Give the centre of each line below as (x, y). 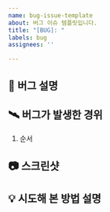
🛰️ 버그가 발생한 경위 (56, 115)
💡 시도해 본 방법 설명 (55, 199)
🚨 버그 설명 (33, 86)
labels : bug (27, 37)
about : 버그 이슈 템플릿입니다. (53, 23)
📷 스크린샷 (34, 166)
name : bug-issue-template (50, 15)
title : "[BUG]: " (37, 30)
